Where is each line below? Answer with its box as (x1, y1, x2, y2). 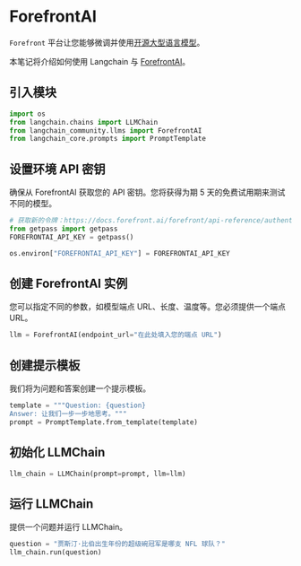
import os (9, 109, 47, 118)
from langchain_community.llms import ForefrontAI (9, 126, 202, 135)
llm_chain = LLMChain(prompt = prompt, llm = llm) (9, 469, 186, 478)
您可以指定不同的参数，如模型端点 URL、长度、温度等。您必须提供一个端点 (9, 301, 287, 312)
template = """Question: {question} (9, 401, 146, 410)
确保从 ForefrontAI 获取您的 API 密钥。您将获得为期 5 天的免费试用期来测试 (9, 187, 286, 198)
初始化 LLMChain (9, 445, 106, 460)
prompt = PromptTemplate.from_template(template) (9, 417, 199, 427)
